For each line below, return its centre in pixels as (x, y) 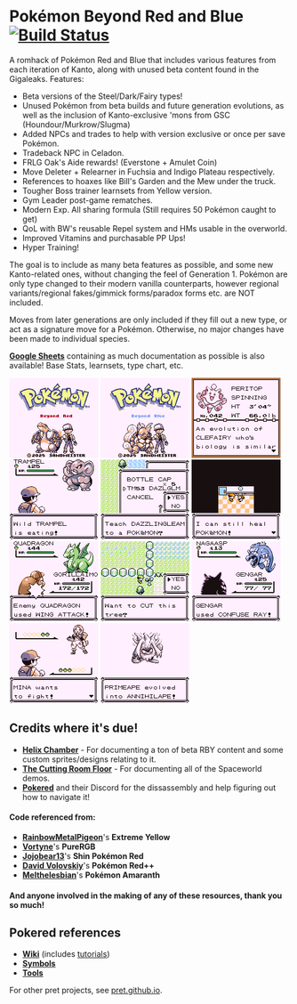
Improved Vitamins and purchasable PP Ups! (104, 238)
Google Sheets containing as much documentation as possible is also (137, 356)
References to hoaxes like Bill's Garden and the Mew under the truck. (149, 181)
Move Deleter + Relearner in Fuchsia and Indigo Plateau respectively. (148, 172)
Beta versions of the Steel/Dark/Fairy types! (102, 96)
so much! (27, 904)
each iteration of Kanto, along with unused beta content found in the (134, 69)
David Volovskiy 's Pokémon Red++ (88, 865)
